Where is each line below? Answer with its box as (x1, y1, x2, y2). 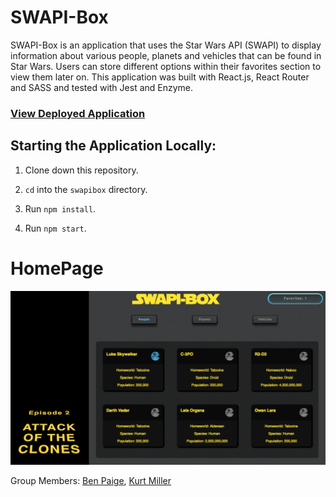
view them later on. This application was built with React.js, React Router (10, 71, 310, 83)
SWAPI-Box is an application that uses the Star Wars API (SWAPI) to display (10, 39, 322, 51)
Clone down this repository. (24, 164, 139, 176)
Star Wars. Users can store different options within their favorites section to (10, 60, 322, 72)
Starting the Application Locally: (10, 137, 217, 155)
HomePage (10, 257, 104, 280)
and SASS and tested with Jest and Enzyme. (10, 81, 194, 93)
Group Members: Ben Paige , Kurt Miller (10, 475, 172, 487)
